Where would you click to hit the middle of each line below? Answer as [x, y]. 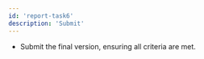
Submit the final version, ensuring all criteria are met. [108, 46]
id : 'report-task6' [41, 16]
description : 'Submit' [46, 23]
